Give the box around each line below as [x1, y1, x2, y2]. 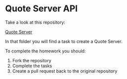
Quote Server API [5, 3, 78, 14]
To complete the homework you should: [5, 48, 86, 54]
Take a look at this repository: [5, 19, 66, 25]
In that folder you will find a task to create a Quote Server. [5, 38, 123, 44]
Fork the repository [12, 57, 52, 63]
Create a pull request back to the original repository [12, 68, 118, 74]
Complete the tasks [12, 63, 52, 69]
